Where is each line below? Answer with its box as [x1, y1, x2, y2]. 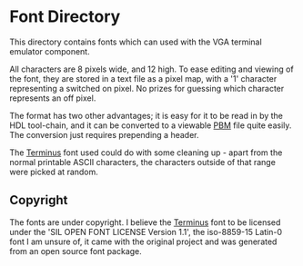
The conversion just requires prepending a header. [9, 129, 199, 140]
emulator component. [9, 45, 90, 56]
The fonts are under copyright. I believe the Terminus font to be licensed [9, 216, 281, 228]
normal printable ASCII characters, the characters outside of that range [9, 156, 276, 167]
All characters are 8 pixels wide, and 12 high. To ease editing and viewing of [9, 64, 294, 74]
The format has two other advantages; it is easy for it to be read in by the [9, 110, 284, 121]
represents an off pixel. [9, 93, 96, 103]
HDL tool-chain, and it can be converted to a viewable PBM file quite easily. [9, 120, 292, 131]
